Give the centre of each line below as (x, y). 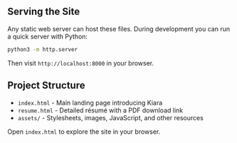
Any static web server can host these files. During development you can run (118, 28)
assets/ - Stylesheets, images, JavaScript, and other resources (111, 117)
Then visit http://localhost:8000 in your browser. (81, 63)
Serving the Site (44, 12)
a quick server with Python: (47, 36)
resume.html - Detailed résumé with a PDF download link (100, 110)
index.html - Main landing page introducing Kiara (90, 102)
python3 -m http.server (43, 49)
